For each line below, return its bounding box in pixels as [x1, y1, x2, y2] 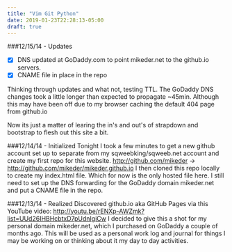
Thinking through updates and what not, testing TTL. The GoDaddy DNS [7, 85, 214, 93]
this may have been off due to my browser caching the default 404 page [7, 100, 215, 108]
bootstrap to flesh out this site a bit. [7, 128, 109, 136]
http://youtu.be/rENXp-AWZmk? [53, 207, 144, 215]
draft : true [7, 23, 42, 30]
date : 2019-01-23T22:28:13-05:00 [7, 17, 104, 24]
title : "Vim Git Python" [7, 10, 79, 17]
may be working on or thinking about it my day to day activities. [7, 236, 189, 244]
